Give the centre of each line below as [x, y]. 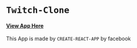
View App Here [25, 26]
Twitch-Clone [38, 10]
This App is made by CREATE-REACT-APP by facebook [68, 39]
